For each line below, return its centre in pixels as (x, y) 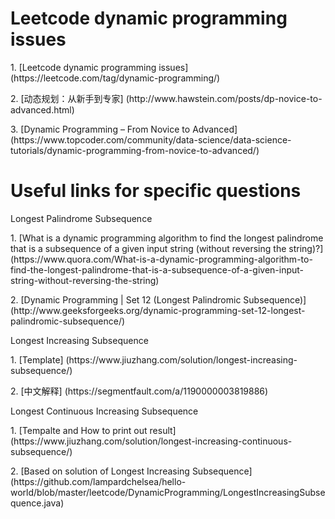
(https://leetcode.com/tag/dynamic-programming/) (115, 78)
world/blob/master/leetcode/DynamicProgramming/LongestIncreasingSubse (168, 492)
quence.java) (37, 503)
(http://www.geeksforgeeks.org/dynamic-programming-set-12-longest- (158, 310)
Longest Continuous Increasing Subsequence (104, 411)
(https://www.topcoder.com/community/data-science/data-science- (151, 139)
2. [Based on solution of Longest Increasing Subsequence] (131, 471)
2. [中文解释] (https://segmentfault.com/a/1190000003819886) (139, 391)
